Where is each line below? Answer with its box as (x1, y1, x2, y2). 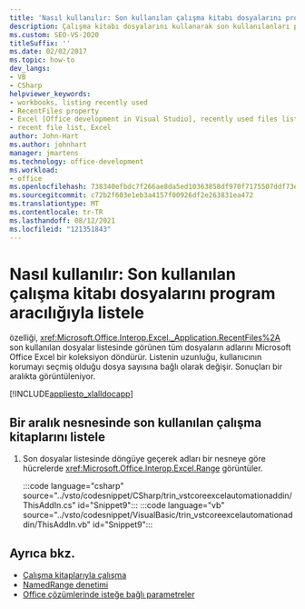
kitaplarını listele (9, 429, 106, 444)
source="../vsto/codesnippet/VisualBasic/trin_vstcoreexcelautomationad (22, 510, 293, 521)
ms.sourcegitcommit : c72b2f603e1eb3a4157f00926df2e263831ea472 (9, 191, 254, 200)
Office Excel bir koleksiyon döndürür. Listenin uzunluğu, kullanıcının (9, 352, 262, 363)
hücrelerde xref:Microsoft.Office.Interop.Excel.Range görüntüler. (22, 463, 263, 474)
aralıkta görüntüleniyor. (9, 371, 96, 382)
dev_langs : (9, 65, 51, 74)
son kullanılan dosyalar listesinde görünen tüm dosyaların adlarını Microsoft (9, 342, 291, 353)
